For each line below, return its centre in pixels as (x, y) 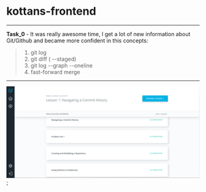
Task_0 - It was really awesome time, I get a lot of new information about (98, 34)
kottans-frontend (51, 11)
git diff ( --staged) (53, 59)
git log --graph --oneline (62, 65)
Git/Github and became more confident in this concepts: (77, 40)
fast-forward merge (55, 72)
